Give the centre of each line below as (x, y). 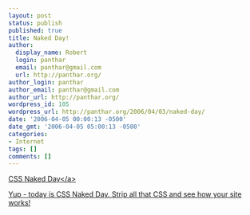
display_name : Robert (52, 53)
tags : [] (23, 149)
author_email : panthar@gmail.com (64, 90)
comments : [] (30, 156)
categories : (28, 134)
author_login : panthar (46, 82)
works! (20, 203)
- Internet (26, 141)
